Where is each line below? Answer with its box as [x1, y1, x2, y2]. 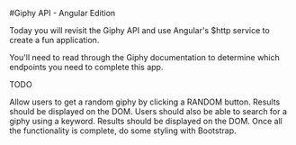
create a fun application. [9, 35, 100, 45]
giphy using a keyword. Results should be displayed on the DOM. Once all [9, 116, 283, 126]
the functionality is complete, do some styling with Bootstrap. [9, 125, 237, 136]
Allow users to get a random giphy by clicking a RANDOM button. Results [9, 96, 281, 107]
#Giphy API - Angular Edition [9, 8, 116, 18]
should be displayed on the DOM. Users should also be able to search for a [9, 106, 288, 116]
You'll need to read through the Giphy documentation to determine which [9, 52, 281, 62]
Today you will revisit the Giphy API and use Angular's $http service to [9, 25, 270, 35]
